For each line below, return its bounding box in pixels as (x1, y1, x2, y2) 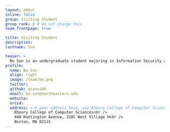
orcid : (10, 100, 24, 106)
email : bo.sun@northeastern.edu (10, 91, 78, 96)
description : (5, 40, 33, 45)
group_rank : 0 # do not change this (5, 21, 82, 27)
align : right (10, 73, 37, 78)
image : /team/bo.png (10, 77, 53, 82)
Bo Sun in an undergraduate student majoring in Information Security (10, 58, 162, 63)
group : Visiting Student (5, 17, 58, 22)
